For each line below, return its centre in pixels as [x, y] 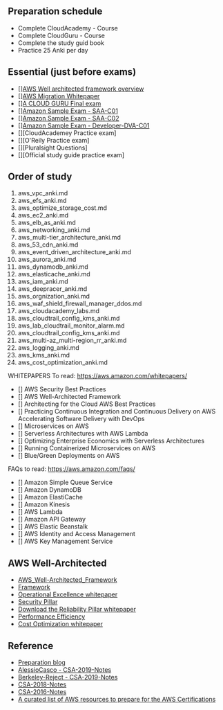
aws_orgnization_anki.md [54, 296]
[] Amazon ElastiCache [50, 497]
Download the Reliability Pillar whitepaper [77, 610]
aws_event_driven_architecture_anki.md [75, 252]
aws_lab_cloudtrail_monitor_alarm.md [71, 326]
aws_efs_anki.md [42, 201]
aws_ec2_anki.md [43, 215]
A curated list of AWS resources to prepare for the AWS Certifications [117, 700]
